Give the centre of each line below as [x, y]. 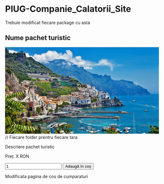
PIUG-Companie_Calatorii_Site [68, 9]
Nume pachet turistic [38, 38]
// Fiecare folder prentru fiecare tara [41, 138]
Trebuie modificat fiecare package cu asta [48, 23]
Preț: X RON [17, 156]
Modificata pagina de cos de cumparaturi [47, 177]
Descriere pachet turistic [30, 147]
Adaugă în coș [78, 167]
